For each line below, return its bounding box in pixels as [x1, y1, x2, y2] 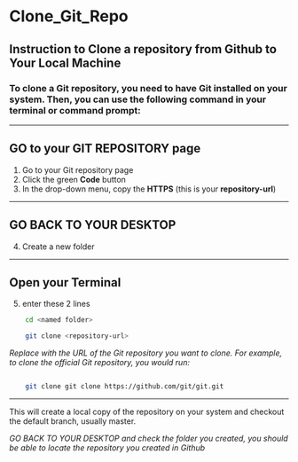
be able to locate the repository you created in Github [9, 442, 206, 453]
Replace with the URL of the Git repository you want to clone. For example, [9, 348, 283, 358]
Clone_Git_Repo [9, 6, 129, 27]
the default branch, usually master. [9, 415, 137, 427]
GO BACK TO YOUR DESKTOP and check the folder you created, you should [9, 433, 288, 443]
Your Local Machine [9, 55, 122, 70]
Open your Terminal [9, 275, 122, 290]
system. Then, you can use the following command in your [9, 93, 267, 106]
